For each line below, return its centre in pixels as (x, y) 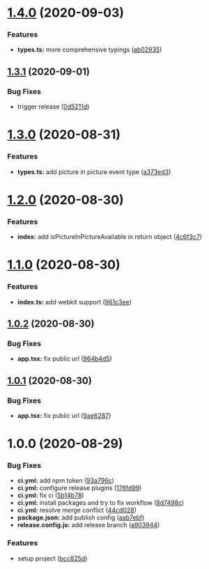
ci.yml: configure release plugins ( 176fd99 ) (79, 488)
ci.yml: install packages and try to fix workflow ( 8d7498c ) (101, 503)
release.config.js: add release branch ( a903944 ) (88, 525)
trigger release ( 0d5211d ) (53, 107)
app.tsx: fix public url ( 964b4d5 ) (65, 359)
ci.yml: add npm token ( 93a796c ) (66, 481)
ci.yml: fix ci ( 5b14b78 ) (51, 495)
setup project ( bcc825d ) (52, 558)
